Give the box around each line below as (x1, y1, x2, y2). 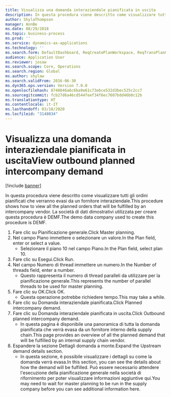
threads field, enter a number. (12, 267, 75, 273)
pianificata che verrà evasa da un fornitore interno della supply (20, 326, 152, 332)
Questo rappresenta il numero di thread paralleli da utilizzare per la (20, 272, 160, 279)
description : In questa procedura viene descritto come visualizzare (5, 12, 156, 17)
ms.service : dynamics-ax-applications (5, 41, 88, 46)
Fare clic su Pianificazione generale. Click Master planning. (12, 229, 135, 235)
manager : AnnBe (5, 21, 38, 27)
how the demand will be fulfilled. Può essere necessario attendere (20, 364, 159, 370)
